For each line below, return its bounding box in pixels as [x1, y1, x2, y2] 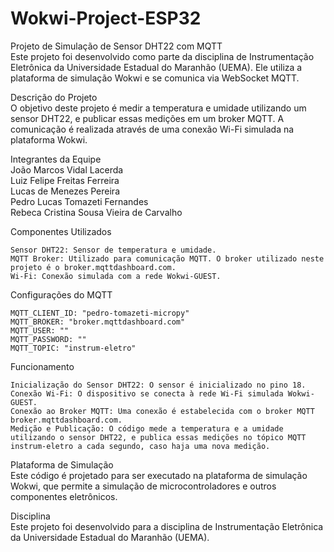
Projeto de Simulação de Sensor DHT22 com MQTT [10, 40, 223, 52]
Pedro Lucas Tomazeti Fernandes [10, 195, 149, 207]
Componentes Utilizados [10, 225, 112, 237]
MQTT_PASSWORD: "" [10, 334, 87, 344]
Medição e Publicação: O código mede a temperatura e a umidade [10, 423, 284, 434]
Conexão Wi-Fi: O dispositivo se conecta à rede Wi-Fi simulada [10, 388, 284, 399]
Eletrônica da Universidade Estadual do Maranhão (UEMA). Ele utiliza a [10, 61, 303, 73]
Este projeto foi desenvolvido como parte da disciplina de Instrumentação [10, 50, 315, 62]
